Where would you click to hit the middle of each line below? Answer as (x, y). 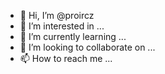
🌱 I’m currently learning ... (73, 36)
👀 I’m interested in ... (62, 26)
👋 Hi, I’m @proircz (57, 15)
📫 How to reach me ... (66, 58)
